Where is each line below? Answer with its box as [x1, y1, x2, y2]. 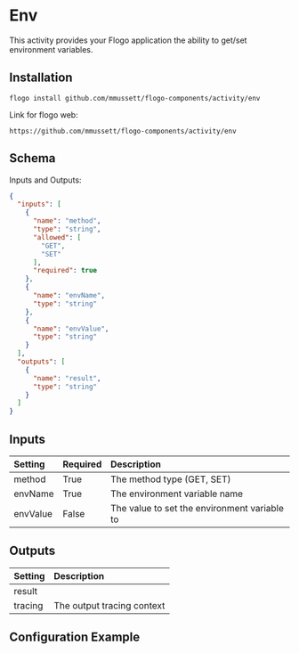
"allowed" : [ [32, 233, 82, 241]
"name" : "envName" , [32, 291, 105, 300]
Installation [9, 70, 73, 86]
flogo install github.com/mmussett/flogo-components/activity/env [9, 94, 261, 102]
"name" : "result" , [32, 373, 101, 383]
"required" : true [32, 266, 98, 275]
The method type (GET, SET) [109, 473, 231, 486]
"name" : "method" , [32, 216, 101, 225]
